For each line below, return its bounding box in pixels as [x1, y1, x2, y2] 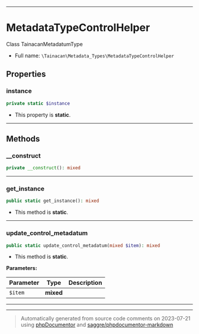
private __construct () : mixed [6, 165, 81, 171]
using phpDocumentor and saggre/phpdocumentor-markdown [20, 321, 174, 329]
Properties [6, 69, 46, 79]
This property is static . [14, 111, 71, 118]
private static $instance [6, 100, 70, 107]
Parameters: [6, 265, 37, 272]
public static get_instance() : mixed [6, 198, 99, 204]
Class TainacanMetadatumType [6, 40, 83, 47]
